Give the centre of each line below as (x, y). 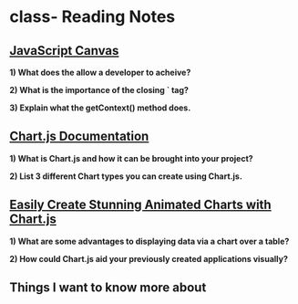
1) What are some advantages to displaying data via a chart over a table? (149, 241)
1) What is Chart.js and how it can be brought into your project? (131, 158)
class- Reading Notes (92, 17)
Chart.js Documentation (79, 136)
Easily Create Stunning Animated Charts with (140, 205)
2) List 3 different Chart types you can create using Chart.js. (126, 176)
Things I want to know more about (108, 288)
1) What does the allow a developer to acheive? (100, 72)
